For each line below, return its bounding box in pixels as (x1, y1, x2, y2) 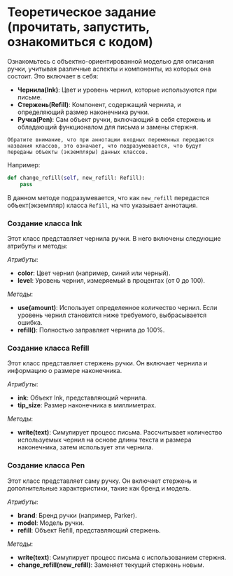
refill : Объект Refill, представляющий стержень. (17, 526, 161, 534)
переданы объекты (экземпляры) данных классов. (7, 148, 149, 155)
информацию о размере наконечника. (7, 367, 122, 375)
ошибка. (17, 318, 43, 326)
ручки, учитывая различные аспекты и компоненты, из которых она (7, 64, 211, 73)
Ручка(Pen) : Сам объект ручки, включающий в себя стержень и (17, 115, 211, 123)
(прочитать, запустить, (7, 19, 150, 35)
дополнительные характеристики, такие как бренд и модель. (7, 484, 191, 492)
